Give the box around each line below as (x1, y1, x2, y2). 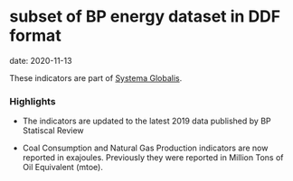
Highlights (9, 95, 56, 107)
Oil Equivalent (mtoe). (22, 162, 104, 173)
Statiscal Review (22, 125, 84, 136)
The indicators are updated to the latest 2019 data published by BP (22, 115, 271, 127)
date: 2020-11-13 (9, 55, 72, 66)
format (9, 25, 61, 46)
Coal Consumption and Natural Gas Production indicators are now (22, 142, 269, 154)
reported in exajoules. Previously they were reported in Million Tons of (22, 152, 284, 163)
